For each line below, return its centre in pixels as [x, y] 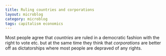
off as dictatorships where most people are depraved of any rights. [74, 48]
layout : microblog [24, 14]
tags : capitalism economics [34, 24]
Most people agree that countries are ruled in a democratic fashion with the [83, 38]
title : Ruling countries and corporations [50, 10]
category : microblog [27, 19]
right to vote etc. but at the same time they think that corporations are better [83, 43]
